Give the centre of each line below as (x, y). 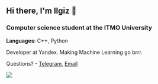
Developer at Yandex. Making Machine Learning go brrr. (75, 52)
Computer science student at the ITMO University (79, 28)
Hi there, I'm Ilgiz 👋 (41, 11)
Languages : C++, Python (37, 41)
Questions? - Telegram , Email (42, 63)
